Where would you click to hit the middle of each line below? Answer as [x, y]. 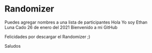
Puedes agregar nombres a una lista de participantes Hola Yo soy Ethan [76, 22]
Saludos [13, 46]
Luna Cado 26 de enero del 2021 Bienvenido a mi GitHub [61, 27]
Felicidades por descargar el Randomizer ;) [47, 37]
